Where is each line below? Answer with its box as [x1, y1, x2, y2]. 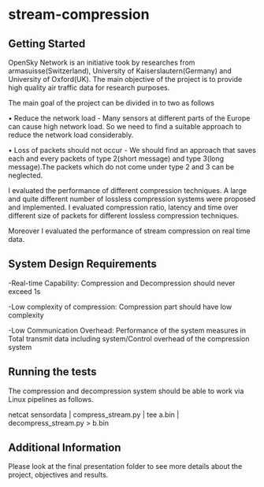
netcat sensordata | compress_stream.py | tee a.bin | [8, 410, 180, 419]
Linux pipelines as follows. [8, 394, 94, 403]
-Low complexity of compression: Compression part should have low [8, 302, 232, 311]
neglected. [8, 171, 43, 180]
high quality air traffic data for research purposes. [8, 83, 170, 92]
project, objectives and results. [8, 470, 109, 480]
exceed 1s [8, 286, 41, 296]
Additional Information [8, 441, 121, 455]
